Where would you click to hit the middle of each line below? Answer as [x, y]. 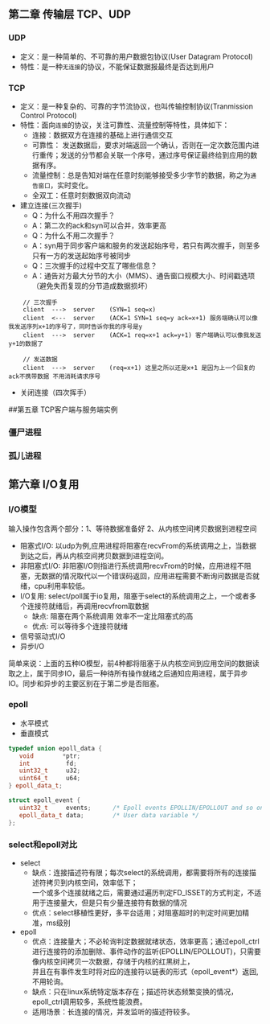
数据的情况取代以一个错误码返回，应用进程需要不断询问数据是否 [147, 576]
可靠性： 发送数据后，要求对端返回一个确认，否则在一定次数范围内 [142, 145]
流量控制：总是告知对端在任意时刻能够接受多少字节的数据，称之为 [141, 175]
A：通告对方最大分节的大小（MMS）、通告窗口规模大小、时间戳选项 [143, 275]
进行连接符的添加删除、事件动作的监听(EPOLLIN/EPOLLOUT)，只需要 [146, 951]
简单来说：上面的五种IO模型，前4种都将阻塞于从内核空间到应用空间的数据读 [134, 663]
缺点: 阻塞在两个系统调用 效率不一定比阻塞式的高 [112, 616]
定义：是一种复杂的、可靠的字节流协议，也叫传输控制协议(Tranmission [137, 106]
